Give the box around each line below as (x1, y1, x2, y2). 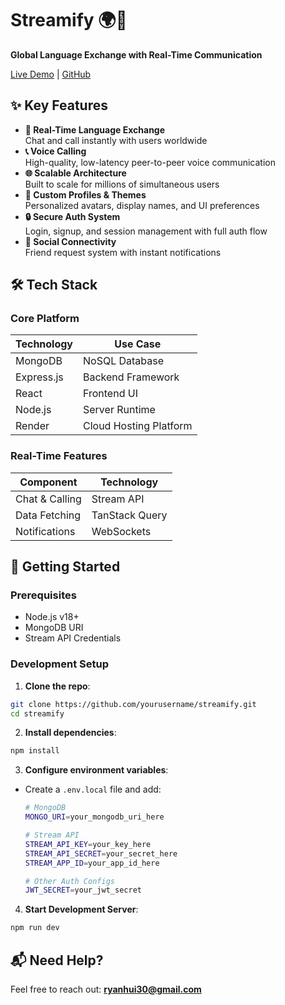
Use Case (114, 337, 162, 351)
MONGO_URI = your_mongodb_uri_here (24, 812, 165, 822)
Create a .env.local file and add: (24, 783, 162, 796)
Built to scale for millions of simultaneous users (24, 178, 220, 190)
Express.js (15, 370, 64, 384)
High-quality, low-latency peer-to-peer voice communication (24, 156, 276, 168)
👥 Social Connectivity (24, 235, 117, 247)
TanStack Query (91, 508, 168, 522)
